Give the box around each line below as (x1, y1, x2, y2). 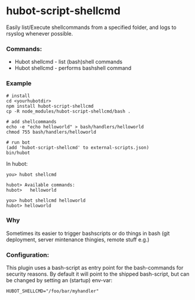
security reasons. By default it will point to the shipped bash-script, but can (6, 270, 190, 278)
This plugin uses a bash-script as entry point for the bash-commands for (6, 264, 184, 272)
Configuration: (6, 250, 49, 259)
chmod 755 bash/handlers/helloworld (6, 129, 96, 135)
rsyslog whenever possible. (6, 30, 73, 37)
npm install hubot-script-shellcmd (6, 103, 94, 109)
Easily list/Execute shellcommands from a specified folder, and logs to (6, 24, 177, 31)
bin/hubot (6, 150, 31, 156)
